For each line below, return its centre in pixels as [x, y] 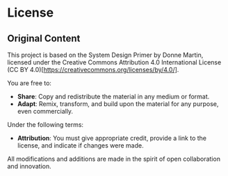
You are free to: [30, 83]
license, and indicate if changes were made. [80, 146]
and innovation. [30, 166]
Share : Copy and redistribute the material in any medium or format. [113, 96]
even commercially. [45, 111]
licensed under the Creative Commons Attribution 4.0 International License [114, 62]
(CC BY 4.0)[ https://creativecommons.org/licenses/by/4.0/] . [93, 70]
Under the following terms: [46, 125]
